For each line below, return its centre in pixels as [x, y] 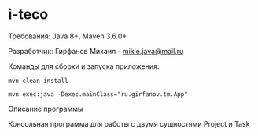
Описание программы [46, 109]
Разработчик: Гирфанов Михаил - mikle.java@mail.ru [96, 51]
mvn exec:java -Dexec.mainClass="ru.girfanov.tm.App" [98, 94]
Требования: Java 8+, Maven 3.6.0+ [68, 36]
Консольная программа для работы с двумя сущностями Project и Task [129, 123]
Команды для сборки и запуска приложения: [84, 66]
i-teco [28, 14]
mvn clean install [38, 81]
